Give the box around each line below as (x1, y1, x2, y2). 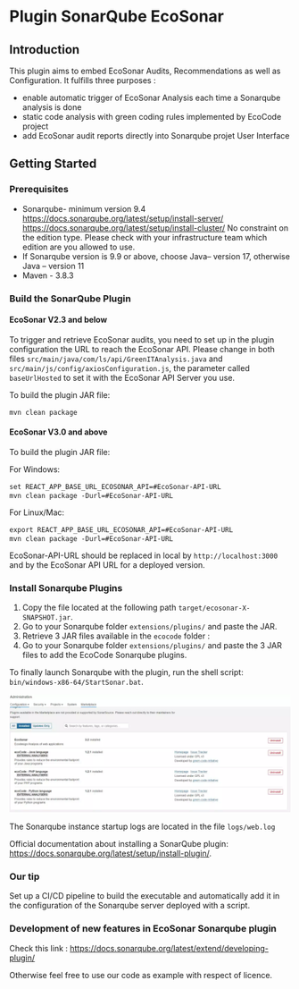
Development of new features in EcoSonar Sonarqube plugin (9, 923, 277, 935)
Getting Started (9, 156, 97, 172)
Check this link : (9, 943, 69, 953)
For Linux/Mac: (9, 507, 65, 518)
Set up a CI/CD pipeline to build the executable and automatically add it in (9, 891, 280, 901)
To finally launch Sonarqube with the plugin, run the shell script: (9, 667, 244, 678)
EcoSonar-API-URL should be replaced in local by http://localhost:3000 (9, 550, 278, 561)
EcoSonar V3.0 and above (9, 427, 108, 437)
